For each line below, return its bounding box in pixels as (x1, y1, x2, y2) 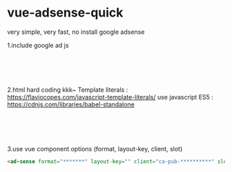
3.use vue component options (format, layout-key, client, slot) (7, 144, 183, 153)
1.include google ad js (7, 41, 69, 49)
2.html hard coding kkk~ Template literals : (7, 85, 128, 94)
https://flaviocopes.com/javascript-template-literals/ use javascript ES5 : (7, 93, 214, 101)
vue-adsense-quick (7, 5, 124, 21)
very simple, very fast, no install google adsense (7, 28, 145, 36)
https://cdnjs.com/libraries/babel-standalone (7, 100, 135, 108)
